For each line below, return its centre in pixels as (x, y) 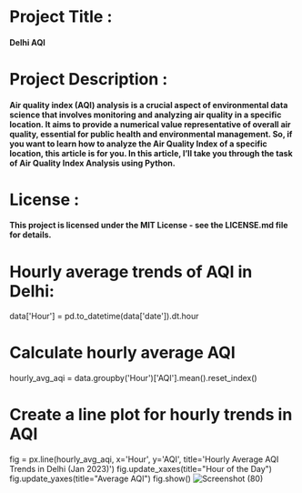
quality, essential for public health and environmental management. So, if (151, 134)
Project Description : (89, 79)
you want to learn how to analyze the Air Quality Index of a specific (138, 144)
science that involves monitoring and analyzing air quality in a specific (146, 115)
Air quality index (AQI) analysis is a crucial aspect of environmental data (149, 105)
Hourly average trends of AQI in (131, 272)
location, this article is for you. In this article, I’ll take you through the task (151, 153)
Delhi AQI (27, 42)
